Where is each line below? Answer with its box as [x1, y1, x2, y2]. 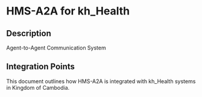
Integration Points [6, 61, 75, 72]
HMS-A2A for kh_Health [6, 4, 130, 18]
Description [6, 28, 51, 39]
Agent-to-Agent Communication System [6, 44, 107, 51]
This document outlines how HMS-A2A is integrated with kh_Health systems [6, 77, 196, 85]
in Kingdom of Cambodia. [6, 84, 70, 91]
